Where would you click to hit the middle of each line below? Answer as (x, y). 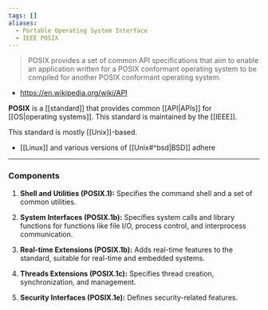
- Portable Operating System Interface (82, 30)
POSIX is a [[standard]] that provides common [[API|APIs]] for (110, 108)
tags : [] (23, 16)
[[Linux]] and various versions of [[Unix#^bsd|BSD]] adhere (118, 147)
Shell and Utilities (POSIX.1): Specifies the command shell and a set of (136, 193)
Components (34, 176)
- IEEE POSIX (37, 38)
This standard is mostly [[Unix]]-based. (73, 132)
